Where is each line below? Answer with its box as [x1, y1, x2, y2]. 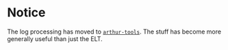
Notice [7, 5, 46, 21]
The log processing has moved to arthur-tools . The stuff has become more [7, 27, 221, 36]
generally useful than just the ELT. [7, 34, 103, 42]
